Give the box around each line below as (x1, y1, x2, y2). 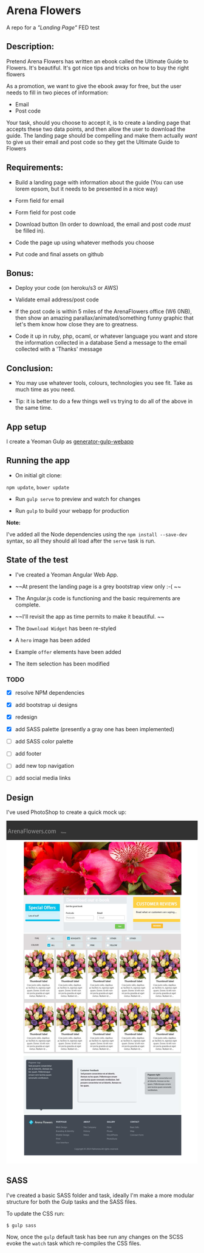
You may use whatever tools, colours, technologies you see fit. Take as (15, 379, 193, 387)
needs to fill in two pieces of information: (6, 89, 109, 96)
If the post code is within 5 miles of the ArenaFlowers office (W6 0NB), (15, 308, 192, 315)
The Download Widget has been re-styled (15, 625, 117, 632)
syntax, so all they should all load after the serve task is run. (6, 537, 156, 544)
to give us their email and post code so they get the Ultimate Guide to (6, 138, 180, 146)
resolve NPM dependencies (15, 689, 85, 696)
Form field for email (15, 197, 64, 204)
